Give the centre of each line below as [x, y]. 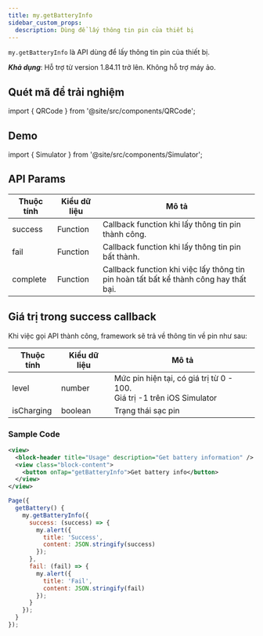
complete [29, 279]
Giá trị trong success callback [82, 317]
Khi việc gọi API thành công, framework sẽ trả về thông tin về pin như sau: [128, 336]
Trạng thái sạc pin [147, 410]
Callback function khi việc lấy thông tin [174, 269]
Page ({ [19, 501]
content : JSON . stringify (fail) [94, 588]
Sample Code [34, 434]
